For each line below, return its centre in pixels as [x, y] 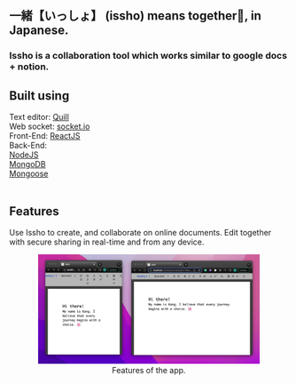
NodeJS [24, 155]
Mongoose [29, 174]
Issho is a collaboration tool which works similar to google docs [148, 56]
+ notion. [29, 67]
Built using [39, 96]
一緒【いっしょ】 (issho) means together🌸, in [135, 16]
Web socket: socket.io [50, 126]
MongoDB [27, 164]
